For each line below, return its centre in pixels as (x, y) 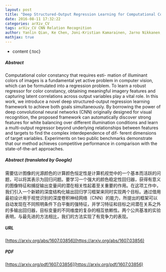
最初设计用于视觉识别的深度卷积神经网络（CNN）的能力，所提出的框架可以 (82, 198)
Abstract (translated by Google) (39, 160)
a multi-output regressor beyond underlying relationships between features (82, 128)
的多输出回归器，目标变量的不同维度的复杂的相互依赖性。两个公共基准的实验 (83, 210)
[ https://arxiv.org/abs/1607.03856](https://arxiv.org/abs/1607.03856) (75, 240)
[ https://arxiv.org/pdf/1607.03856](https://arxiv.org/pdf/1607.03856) (74, 264)
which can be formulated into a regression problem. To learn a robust (76, 86)
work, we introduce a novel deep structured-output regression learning (77, 101)
